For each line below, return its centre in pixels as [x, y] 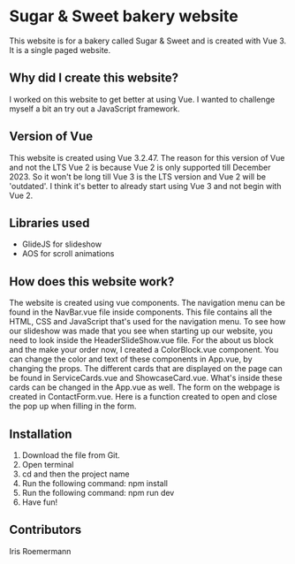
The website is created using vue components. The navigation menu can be [147, 303]
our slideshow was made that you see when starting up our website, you [141, 331]
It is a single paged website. [60, 50]
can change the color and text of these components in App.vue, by [131, 359]
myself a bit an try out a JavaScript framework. [95, 109]
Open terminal [48, 465]
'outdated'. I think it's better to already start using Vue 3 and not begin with [145, 186]
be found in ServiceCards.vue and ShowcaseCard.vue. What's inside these [146, 378]
